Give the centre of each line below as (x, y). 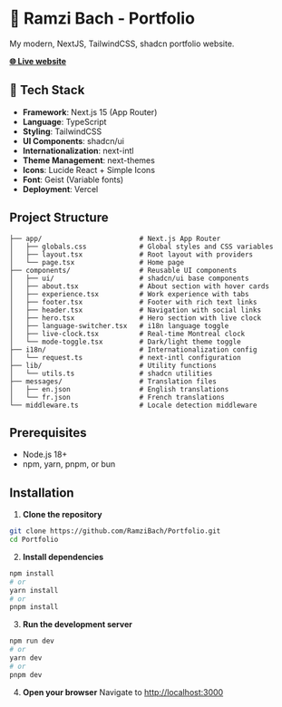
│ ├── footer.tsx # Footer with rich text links (133, 302)
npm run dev (32, 641)
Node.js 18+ (45, 455)
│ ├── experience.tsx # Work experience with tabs (129, 294)
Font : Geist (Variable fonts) (73, 179)
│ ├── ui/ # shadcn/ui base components (129, 278)
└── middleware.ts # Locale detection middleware (133, 405)
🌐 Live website (38, 61)
